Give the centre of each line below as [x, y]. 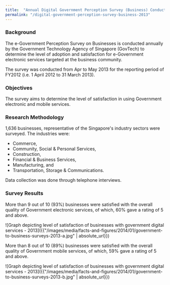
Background [21, 32]
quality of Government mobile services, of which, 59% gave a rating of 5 [81, 251]
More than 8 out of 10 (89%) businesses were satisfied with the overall [79, 246]
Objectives [19, 88]
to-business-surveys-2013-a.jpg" [40, 235]
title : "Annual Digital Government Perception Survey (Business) [77, 10]
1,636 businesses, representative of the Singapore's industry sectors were [83, 128]
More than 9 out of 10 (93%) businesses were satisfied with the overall [79, 204]
